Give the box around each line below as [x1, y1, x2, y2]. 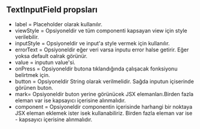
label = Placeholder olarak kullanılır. [14, 20, 103, 27]
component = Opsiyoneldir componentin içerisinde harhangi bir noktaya [14, 103, 193, 110]
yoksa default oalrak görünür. [14, 52, 88, 59]
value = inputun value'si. [14, 59, 76, 66]
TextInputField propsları [6, 5, 98, 15]
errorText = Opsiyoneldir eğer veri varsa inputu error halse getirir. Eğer [14, 46, 189, 53]
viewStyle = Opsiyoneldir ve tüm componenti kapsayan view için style [14, 27, 187, 34]
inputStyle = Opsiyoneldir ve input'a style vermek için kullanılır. [14, 39, 170, 47]
